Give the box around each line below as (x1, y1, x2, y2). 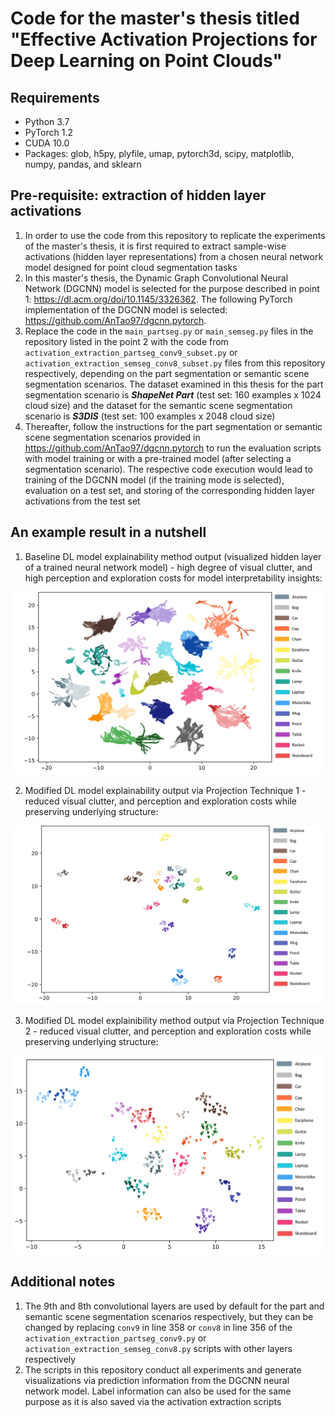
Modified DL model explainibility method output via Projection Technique (24, 1015, 325, 1027)
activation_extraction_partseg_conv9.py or (24, 1332, 207, 1344)
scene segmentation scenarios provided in (24, 431, 201, 443)
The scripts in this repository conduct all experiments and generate (24, 1363, 302, 1376)
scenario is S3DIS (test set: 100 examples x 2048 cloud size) (24, 410, 276, 422)
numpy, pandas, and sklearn (24, 158, 142, 170)
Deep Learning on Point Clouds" (10, 50, 283, 72)
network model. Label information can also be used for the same (24, 1385, 292, 1397)
